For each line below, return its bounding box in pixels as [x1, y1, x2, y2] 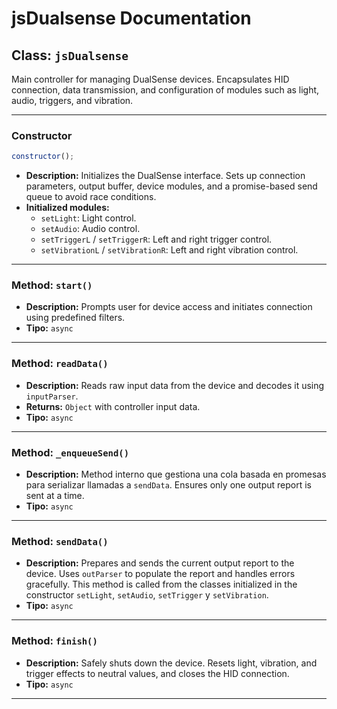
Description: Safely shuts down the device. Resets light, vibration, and [25, 657, 318, 669]
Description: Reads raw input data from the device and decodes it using [25, 379, 325, 391]
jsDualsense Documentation [11, 7, 252, 30]
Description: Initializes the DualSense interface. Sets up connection [25, 170, 306, 182]
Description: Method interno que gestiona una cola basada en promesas [25, 468, 327, 481]
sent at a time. [25, 490, 85, 502]
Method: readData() [11, 357, 109, 371]
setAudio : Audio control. [40, 223, 141, 235]
